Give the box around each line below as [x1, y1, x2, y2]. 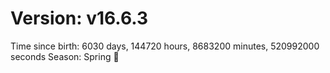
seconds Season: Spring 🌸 [10, 50, 120, 62]
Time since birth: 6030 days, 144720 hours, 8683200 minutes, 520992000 [10, 40, 320, 52]
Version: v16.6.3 [10, 7, 149, 30]
